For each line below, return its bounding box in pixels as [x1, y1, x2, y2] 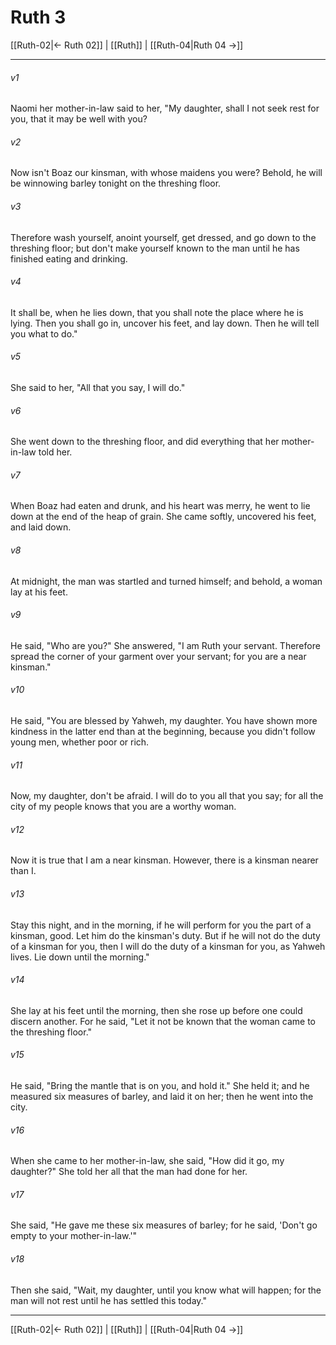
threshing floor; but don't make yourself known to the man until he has [10, 242, 300, 254]
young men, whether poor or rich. [10, 736, 150, 748]
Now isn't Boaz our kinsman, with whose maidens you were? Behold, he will [10, 167, 323, 179]
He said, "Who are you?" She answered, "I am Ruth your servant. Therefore [10, 639, 321, 651]
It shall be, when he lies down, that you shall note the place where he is [10, 306, 304, 318]
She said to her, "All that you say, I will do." [10, 381, 186, 393]
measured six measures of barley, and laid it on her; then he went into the [10, 1090, 314, 1102]
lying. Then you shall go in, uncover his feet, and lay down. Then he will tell [10, 317, 320, 329]
